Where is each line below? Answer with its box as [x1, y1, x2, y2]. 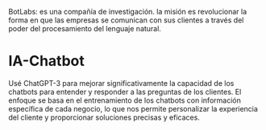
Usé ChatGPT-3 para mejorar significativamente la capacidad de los [8, 78, 235, 87]
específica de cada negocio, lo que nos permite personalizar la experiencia [8, 104, 258, 113]
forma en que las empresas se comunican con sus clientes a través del [8, 15, 244, 25]
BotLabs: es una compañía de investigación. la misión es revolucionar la [8, 7, 247, 16]
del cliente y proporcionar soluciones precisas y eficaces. [8, 112, 200, 122]
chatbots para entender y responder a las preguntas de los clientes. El [8, 87, 242, 96]
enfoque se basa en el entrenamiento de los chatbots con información [8, 95, 242, 105]
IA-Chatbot [8, 52, 85, 71]
